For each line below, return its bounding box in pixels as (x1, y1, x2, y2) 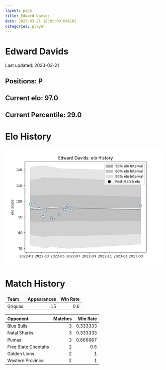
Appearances (27, 296, 56, 302)
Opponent (7, 316, 29, 322)
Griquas (7, 303, 24, 309)
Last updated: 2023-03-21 (5, 62, 59, 68)
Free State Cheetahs (7, 344, 49, 350)
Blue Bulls (7, 323, 28, 329)
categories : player (5, 24, 46, 29)
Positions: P (5, 77, 43, 85)
